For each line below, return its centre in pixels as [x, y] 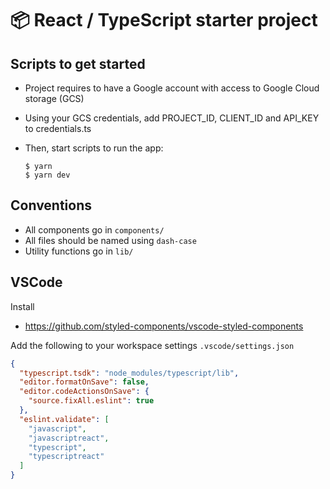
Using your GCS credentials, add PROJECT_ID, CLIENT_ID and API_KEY [172, 118]
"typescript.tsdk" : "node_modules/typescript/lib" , [129, 373]
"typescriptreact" [66, 457]
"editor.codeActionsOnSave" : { [84, 392]
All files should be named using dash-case [110, 240]
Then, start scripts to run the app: [94, 148]
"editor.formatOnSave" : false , [84, 382]
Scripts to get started [78, 63]
